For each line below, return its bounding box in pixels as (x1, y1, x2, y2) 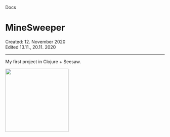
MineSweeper (5, 22, 65, 33)
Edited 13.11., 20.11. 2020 (5, 44, 56, 50)
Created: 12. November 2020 (5, 38, 66, 44)
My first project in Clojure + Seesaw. (5, 58, 81, 65)
